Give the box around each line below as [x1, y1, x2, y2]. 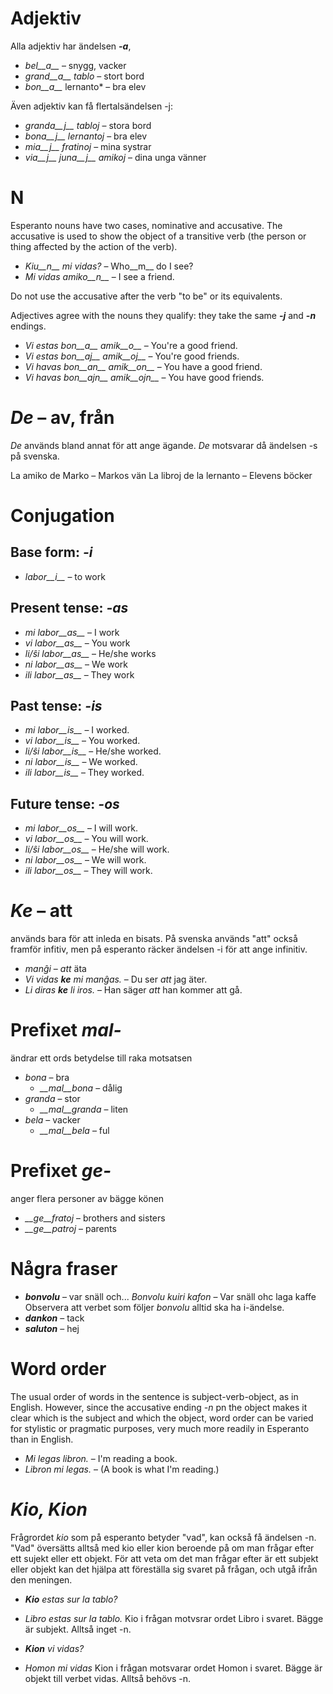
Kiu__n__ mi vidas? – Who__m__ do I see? [24, 260, 194, 272]
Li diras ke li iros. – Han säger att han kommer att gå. [24, 984, 243, 996]
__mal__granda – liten [39, 1103, 129, 1116]
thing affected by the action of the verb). [10, 240, 178, 252]
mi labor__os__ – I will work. [24, 822, 138, 834]
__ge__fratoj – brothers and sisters [24, 1212, 166, 1224]
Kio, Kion [10, 1498, 88, 1521]
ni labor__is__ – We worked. [24, 756, 138, 768]
